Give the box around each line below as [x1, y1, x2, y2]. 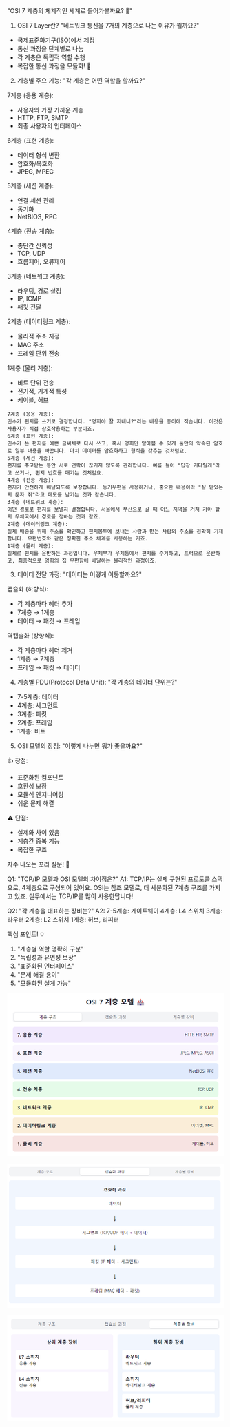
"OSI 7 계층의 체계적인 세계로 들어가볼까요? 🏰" [7, 7, 133, 14]
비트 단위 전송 [17, 378, 54, 387]
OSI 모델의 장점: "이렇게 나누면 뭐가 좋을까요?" [17, 742, 143, 750]
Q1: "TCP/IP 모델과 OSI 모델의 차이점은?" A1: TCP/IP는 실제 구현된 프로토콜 [7, 875, 211, 883]
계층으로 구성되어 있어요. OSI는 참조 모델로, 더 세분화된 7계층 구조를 [25, 884, 208, 891]
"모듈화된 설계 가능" [17, 979, 71, 987]
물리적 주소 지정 [17, 332, 60, 340]
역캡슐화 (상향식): [7, 631, 54, 640]
